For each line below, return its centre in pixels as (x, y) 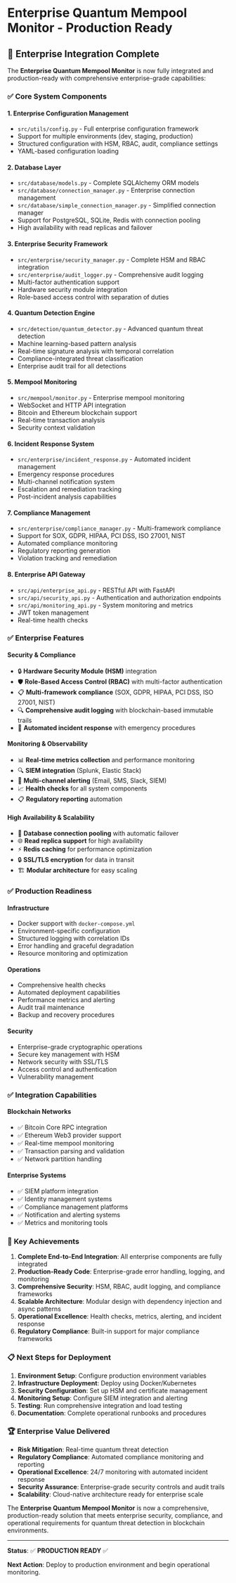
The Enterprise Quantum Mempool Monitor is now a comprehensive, (108, 1508)
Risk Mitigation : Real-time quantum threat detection (93, 1449)
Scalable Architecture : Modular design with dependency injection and (120, 1302)
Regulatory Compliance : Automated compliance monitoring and (111, 1456)
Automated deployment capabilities (69, 992)
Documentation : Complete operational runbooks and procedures (112, 1413)
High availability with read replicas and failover (85, 228)
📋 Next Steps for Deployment (59, 1357)
